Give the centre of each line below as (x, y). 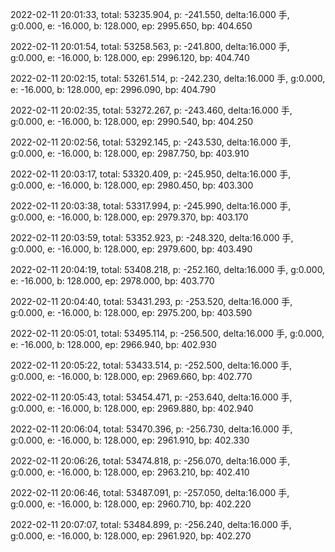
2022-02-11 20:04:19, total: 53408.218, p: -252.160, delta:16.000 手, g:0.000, (168, 269)
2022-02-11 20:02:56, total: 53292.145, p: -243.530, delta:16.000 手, (151, 142)
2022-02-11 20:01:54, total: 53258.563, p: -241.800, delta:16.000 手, (150, 46)
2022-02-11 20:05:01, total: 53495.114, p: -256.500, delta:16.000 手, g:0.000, (167, 333)
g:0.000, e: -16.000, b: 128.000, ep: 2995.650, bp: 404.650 (131, 26)
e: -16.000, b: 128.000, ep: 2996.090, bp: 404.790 (113, 89)
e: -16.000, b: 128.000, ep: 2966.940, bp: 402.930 (113, 344)
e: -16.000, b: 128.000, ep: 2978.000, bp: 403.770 (112, 281)
